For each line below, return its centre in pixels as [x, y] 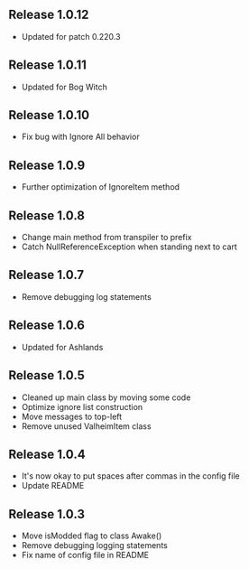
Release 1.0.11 [48, 65]
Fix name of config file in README [85, 555]
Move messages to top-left [72, 416]
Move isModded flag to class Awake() [92, 536]
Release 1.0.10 [49, 115]
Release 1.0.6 [46, 326]
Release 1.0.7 [46, 275]
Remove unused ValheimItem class [86, 426]
